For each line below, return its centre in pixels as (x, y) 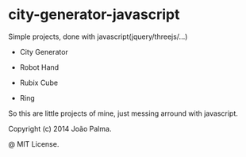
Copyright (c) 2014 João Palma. (60, 128)
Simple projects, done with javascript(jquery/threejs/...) (98, 36)
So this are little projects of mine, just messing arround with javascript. (123, 113)
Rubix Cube (38, 82)
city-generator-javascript (94, 15)
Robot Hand (39, 67)
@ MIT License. (34, 144)
